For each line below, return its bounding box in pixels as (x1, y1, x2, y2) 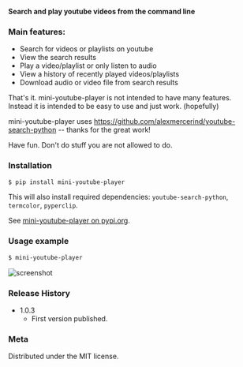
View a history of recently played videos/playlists (19, 69, 180, 79)
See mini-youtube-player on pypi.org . (8, 216, 130, 226)
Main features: (8, 26, 65, 37)
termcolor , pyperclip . (8, 200, 78, 210)
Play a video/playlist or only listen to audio (19, 61, 157, 70)
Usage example (8, 236, 69, 247)
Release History (8, 287, 71, 298)
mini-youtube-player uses (8, 117, 92, 126)
